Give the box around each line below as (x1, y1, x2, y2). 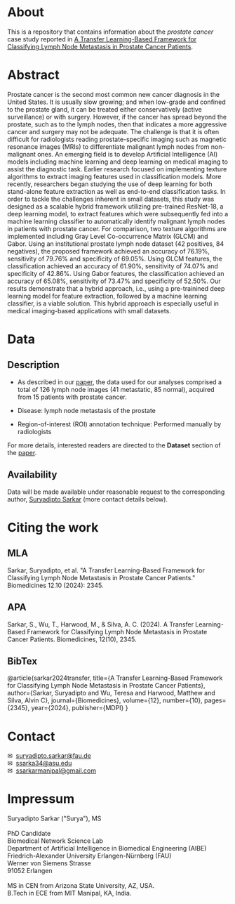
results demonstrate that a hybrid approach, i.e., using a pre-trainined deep (7, 284, 225, 292)
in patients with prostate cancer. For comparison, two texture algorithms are (7, 224, 227, 232)
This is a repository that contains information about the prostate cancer (7, 27, 214, 36)
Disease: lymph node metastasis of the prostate (17, 406, 156, 414)
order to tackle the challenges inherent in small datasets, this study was (7, 195, 215, 203)
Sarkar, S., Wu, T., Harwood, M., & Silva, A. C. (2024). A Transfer (7, 620, 194, 629)
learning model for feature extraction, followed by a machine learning (7, 291, 208, 300)
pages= (204, 696, 227, 705)
